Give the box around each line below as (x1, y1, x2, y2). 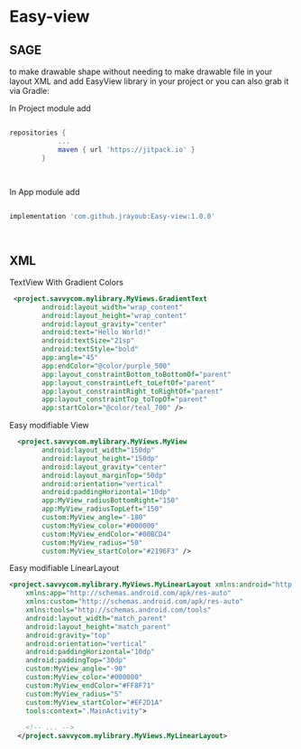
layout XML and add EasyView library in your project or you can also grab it (9, 76, 289, 87)
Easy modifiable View (9, 420, 90, 431)
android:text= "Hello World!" (41, 328, 151, 337)
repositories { (9, 128, 67, 137)
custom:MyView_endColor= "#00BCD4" (41, 529, 171, 538)
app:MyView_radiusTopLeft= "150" (41, 504, 164, 514)
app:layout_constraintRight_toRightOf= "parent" (41, 387, 223, 396)
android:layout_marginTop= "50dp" (41, 471, 168, 480)
